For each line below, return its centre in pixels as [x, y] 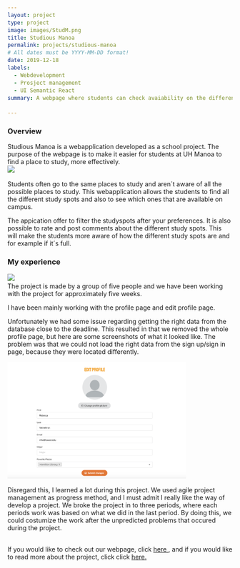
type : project [29, 22]
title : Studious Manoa [41, 38]
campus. [20, 207]
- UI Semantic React [44, 90]
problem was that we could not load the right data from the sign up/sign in [117, 344]
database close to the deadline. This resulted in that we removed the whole [118, 329]
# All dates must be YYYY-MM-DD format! [69, 53]
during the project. [35, 527]
